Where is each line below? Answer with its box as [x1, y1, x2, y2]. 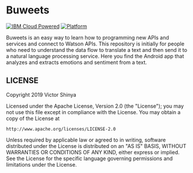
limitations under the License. [6, 161, 77, 168]
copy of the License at [6, 115, 60, 122]
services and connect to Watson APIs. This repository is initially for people [6, 40, 185, 47]
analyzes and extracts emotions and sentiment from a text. [6, 59, 148, 66]
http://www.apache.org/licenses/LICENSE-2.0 [6, 126, 116, 132]
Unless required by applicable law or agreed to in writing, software [6, 136, 166, 143]
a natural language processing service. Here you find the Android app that [6, 52, 185, 59]
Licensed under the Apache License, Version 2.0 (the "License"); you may [6, 103, 184, 110]
